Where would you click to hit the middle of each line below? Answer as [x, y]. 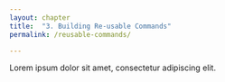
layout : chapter [40, 18]
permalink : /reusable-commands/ [70, 34]
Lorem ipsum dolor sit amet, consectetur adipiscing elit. [113, 68]
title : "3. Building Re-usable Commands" [90, 26]
